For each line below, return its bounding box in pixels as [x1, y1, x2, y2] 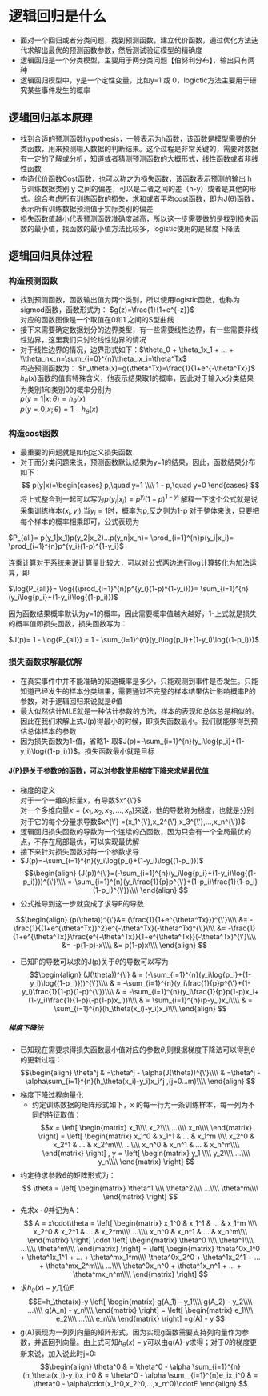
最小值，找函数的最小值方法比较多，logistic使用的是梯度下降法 [34, 223, 240, 233]
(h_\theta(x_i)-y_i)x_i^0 [22, 1370, 97, 1380]
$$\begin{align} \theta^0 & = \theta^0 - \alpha [39, 1362, 190, 1372]
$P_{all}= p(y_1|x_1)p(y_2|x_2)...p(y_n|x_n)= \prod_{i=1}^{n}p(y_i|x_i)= [8, 533, 234, 542]
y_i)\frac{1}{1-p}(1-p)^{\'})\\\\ [21, 986, 114, 996]
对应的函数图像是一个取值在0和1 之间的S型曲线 [19, 315, 174, 325]
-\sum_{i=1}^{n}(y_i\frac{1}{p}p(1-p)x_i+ [128, 986, 260, 996]
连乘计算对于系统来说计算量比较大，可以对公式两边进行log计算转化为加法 [8, 558, 250, 568]
